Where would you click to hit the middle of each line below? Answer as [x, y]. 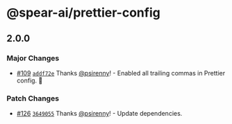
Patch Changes [33, 98]
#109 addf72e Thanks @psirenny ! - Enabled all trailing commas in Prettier [121, 73]
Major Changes [33, 58]
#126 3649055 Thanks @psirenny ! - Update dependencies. [99, 114]
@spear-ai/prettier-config [83, 13]
